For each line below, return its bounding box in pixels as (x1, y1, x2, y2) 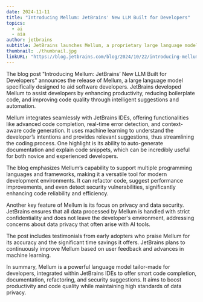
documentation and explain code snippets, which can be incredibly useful (6, 146, 190, 153)
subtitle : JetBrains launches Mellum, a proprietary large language (6, 43, 182, 49)
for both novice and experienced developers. (6, 152, 119, 160)
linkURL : (6, 54, 28, 60)
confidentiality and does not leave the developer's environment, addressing (6, 214, 195, 221)
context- (162, 120, 183, 127)
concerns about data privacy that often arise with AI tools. (6, 221, 151, 228)
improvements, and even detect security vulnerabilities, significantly (6, 183, 176, 190)
